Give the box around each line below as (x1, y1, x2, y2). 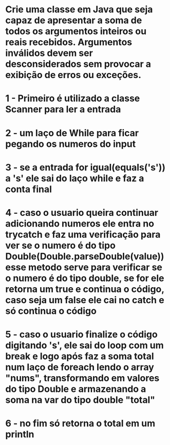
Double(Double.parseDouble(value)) (5, 250, 164, 262)
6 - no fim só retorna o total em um (5, 418, 156, 430)
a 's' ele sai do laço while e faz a (5, 172, 144, 184)
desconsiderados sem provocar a (5, 58, 152, 70)
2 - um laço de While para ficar (5, 127, 139, 139)
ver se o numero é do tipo (5, 239, 116, 251)
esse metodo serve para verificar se (5, 261, 163, 273)
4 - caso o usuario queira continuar (5, 207, 158, 218)
